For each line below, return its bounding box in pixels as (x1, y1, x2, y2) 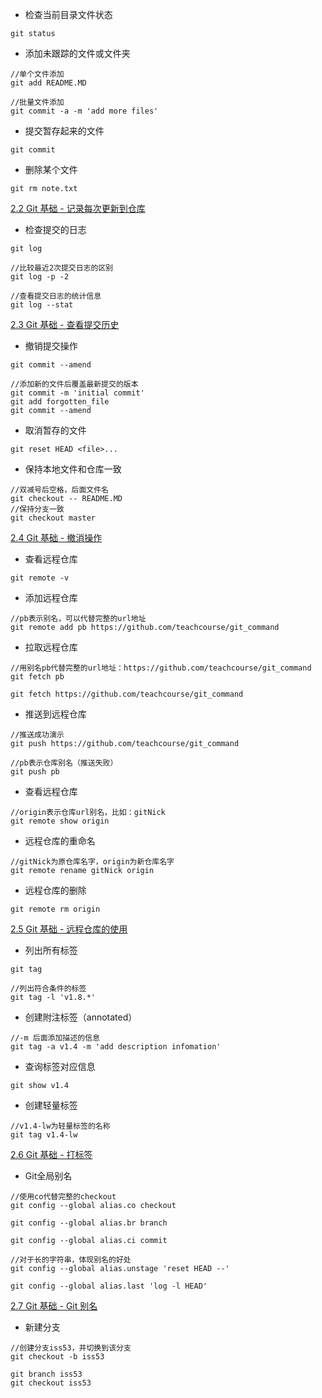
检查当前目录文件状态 (24, 9, 113, 20)
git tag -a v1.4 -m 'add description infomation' (10, 1042, 222, 1052)
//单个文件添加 (10, 69, 65, 79)
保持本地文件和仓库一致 (24, 463, 122, 475)
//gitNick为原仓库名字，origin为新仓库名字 (10, 857, 175, 867)
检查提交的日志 (24, 224, 87, 235)
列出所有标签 (24, 944, 78, 956)
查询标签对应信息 (24, 1061, 96, 1072)
